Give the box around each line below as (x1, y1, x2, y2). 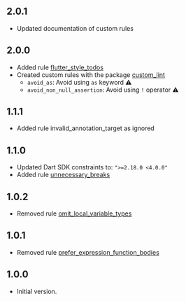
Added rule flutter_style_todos (16, 63, 104, 71)
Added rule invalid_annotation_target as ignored (16, 124, 155, 132)
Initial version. (16, 287, 57, 295)
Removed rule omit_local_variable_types (16, 209, 132, 218)
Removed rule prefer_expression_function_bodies (16, 248, 160, 256)
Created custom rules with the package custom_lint (16, 70, 166, 79)
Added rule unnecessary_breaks (16, 171, 110, 179)
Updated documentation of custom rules (16, 24, 134, 32)
